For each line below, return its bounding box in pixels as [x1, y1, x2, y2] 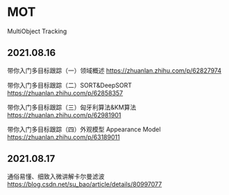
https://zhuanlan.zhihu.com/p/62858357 [7, 89, 124, 97]
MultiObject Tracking [7, 27, 67, 35]
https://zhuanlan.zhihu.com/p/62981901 [7, 111, 121, 119]
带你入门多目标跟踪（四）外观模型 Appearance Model [7, 125, 161, 133]
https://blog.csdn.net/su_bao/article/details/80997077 [7, 180, 162, 188]
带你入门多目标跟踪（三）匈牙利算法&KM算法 [7, 103, 137, 111]
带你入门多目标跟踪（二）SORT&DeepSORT [7, 81, 133, 89]
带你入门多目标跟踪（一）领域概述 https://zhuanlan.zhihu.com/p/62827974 [7, 66, 222, 75]
